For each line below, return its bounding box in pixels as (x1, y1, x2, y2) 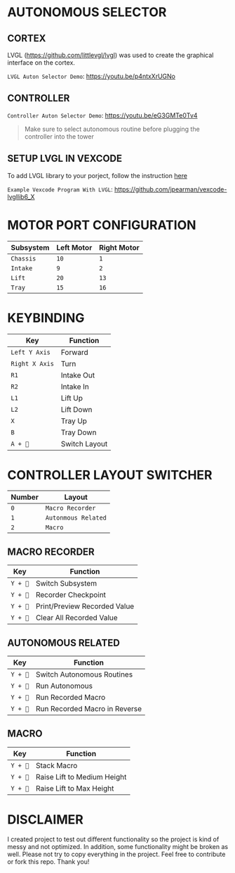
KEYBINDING (7, 310, 85, 326)
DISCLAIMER (7, 812, 84, 828)
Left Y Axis (11, 348, 51, 356)
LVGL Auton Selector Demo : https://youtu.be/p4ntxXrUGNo (7, 72, 175, 80)
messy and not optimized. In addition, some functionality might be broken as (7, 842, 229, 850)
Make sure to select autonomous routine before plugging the (24, 125, 200, 133)
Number (11, 492, 39, 502)
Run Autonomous (35, 681, 93, 691)
